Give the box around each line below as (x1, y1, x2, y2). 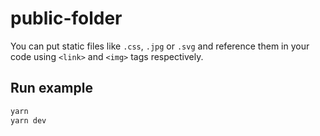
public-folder (10, 7, 123, 30)
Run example (10, 80, 93, 97)
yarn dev (10, 115, 47, 126)
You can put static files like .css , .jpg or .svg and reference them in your (10, 40, 310, 52)
